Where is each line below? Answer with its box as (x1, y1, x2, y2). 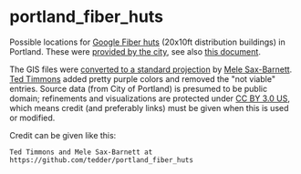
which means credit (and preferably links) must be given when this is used (9, 102, 289, 113)
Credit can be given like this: (9, 129, 117, 140)
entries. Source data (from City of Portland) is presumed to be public (9, 83, 267, 94)
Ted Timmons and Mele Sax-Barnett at (9, 148, 153, 157)
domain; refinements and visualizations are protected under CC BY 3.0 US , (9, 93, 290, 104)
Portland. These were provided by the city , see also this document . (9, 46, 262, 56)
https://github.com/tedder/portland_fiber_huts (9, 155, 194, 165)
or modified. (9, 112, 56, 123)
